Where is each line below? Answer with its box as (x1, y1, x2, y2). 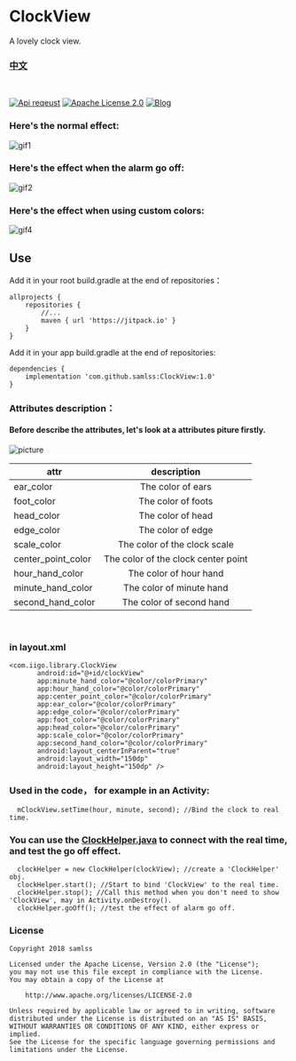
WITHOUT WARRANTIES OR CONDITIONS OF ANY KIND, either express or (9, 1022, 260, 1032)
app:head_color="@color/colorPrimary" (36, 723, 180, 732)
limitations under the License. (9, 1046, 129, 1055)
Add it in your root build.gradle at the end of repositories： (9, 275, 223, 285)
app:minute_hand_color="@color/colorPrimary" (36, 677, 208, 686)
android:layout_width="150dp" (36, 754, 149, 763)
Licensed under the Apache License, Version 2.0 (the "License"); (9, 960, 260, 969)
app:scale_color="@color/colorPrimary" (36, 731, 184, 740)
